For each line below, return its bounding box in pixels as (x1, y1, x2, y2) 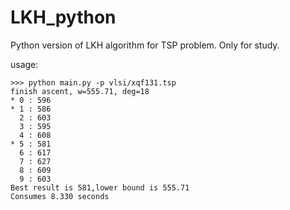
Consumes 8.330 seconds (10, 191, 110, 201)
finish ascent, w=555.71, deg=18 (10, 86, 150, 96)
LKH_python (10, 6, 117, 29)
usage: (10, 58, 39, 70)
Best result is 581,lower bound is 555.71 (10, 182, 190, 193)
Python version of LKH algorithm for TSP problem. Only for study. (10, 39, 280, 51)
